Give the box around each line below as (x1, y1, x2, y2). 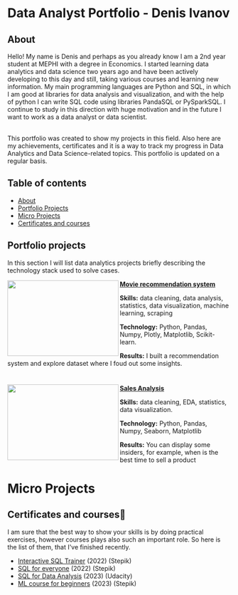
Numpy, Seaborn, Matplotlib (119, 426, 202, 435)
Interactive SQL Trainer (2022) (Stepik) (17, 557, 132, 565)
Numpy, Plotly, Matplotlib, (119, 330, 195, 339)
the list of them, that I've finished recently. (7, 542, 131, 551)
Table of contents (7, 177, 87, 189)
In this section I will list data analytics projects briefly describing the (7, 258, 206, 267)
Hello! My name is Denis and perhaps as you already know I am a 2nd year (7, 52, 226, 60)
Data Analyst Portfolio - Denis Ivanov (7, 5, 230, 21)
